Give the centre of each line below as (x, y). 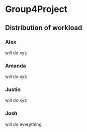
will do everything (23, 124)
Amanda (16, 65)
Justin (13, 89)
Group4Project (36, 9)
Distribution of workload (44, 28)
